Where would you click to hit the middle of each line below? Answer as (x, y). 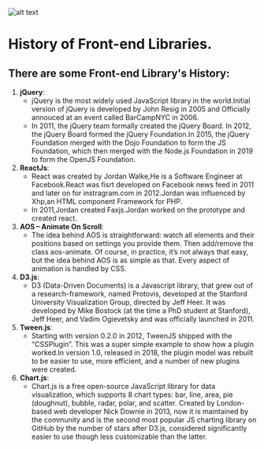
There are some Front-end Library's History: (119, 73)
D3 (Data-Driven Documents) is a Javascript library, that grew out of (142, 285)
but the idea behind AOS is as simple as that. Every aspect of (130, 260)
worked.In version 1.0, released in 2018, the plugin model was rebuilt (142, 353)
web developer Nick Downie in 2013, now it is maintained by (151, 411)
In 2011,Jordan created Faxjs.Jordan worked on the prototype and (138, 210)
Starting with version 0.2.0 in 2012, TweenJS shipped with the (132, 336)
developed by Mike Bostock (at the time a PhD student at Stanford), (141, 311)
